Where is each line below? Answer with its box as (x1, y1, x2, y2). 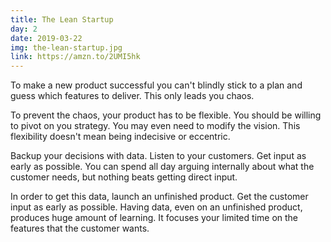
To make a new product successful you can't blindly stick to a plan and (10, 79, 303, 91)
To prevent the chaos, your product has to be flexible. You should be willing (10, 109, 322, 121)
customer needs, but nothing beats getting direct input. (10, 171, 238, 183)
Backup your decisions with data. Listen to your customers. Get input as (10, 150, 307, 162)
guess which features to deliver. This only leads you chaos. (10, 90, 255, 102)
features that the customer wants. (10, 222, 150, 235)
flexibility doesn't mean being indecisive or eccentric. (10, 131, 231, 143)
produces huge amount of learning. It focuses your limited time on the (10, 212, 299, 224)
